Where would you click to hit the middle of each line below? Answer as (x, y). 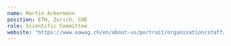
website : (20, 32)
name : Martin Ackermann (41, 13)
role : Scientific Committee (47, 26)
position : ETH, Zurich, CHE (47, 20)
